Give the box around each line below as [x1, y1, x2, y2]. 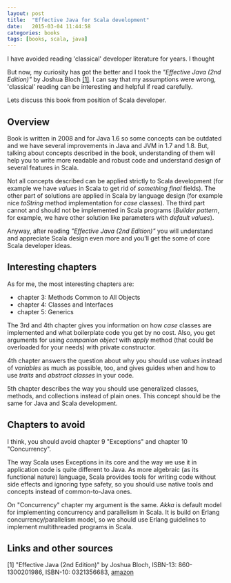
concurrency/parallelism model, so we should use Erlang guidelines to [7, 515, 206, 524]
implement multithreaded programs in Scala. [7, 522, 133, 531]
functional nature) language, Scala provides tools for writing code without [7, 473, 217, 481]
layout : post [7, 10, 45, 17]
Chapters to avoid [7, 419, 86, 431]
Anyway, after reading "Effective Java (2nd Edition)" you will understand [7, 227, 213, 235]
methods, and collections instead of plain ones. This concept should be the [7, 391, 221, 400]
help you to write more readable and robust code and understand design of [7, 156, 221, 164]
